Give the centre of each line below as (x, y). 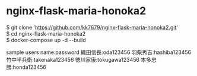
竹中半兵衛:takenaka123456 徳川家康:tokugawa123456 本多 (79, 59)
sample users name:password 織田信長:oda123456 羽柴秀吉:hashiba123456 (99, 52)
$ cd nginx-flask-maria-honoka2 (46, 33)
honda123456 (29, 67)
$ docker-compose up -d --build (46, 40)
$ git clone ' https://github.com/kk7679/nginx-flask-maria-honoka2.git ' (92, 27)
